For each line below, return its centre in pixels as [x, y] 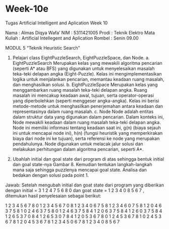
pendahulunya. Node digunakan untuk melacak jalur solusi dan [78, 144]
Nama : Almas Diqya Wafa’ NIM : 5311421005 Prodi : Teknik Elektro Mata [80, 32]
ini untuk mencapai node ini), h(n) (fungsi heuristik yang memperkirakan [88, 133]
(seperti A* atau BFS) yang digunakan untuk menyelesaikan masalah [83, 68]
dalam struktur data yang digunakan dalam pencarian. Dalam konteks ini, [88, 117]
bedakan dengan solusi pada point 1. [51, 175]
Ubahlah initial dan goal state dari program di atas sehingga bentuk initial [88, 159]
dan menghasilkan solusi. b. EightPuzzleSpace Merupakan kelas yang [85, 85]
